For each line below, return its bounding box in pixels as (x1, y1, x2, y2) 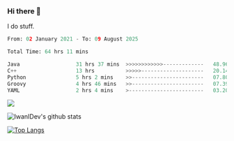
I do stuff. (7, 22, 35, 31)
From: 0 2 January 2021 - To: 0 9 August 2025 (7, 36, 139, 43)
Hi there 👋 (7, 6, 42, 16)
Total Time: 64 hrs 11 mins (7, 48, 89, 55)
